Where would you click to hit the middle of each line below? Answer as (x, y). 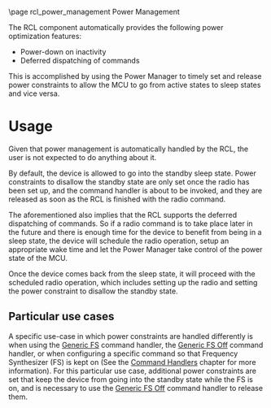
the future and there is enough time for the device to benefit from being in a (135, 232)
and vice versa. (34, 93)
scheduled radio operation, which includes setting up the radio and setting (133, 282)
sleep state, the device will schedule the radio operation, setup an (119, 241)
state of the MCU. (38, 258)
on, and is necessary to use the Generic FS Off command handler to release (135, 388)
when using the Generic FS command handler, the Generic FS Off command (136, 345)
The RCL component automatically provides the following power (116, 27)
